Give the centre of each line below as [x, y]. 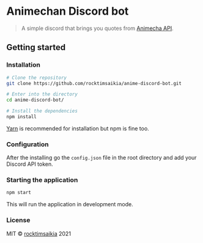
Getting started [36, 47]
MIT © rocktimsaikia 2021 [39, 233]
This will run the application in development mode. [70, 204]
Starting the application [42, 180]
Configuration [28, 144]
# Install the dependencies [42, 111]
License [18, 220]
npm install [21, 117]
